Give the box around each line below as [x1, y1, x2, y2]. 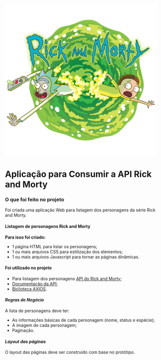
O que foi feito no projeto [5, 196, 64, 203]
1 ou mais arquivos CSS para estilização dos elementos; [12, 249, 123, 255]
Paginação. [12, 328, 35, 333]
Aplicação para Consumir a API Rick [5, 169, 152, 180]
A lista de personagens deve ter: [5, 308, 70, 314]
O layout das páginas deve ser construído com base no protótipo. [5, 349, 135, 355]
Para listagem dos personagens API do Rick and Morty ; [12, 275, 122, 282]
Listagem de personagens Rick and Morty [5, 224, 91, 229]
